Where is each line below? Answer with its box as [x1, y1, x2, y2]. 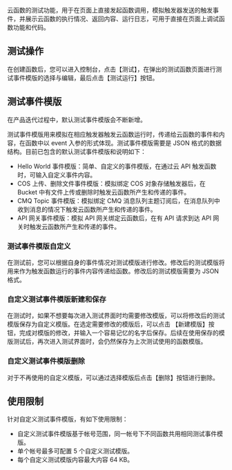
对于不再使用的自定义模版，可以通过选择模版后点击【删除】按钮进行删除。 [7, 373, 219, 382]
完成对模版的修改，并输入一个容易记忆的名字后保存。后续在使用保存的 [19, 329, 219, 337]
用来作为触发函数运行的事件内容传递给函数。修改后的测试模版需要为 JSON [7, 266, 220, 275]
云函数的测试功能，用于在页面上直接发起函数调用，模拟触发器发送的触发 [7, 6, 213, 14]
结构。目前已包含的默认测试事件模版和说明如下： [7, 147, 146, 155]
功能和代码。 [12, 23, 50, 31]
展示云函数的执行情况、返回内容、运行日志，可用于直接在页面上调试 [25, 14, 219, 23]
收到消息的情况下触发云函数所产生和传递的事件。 [17, 205, 157, 213]
